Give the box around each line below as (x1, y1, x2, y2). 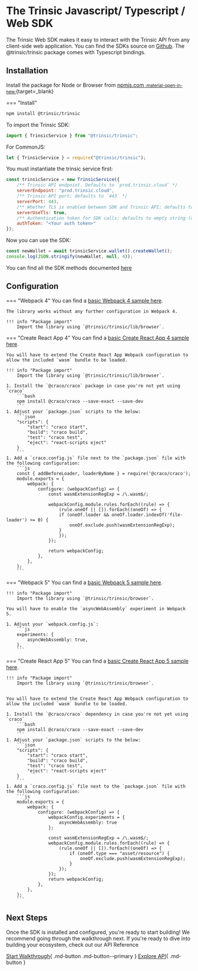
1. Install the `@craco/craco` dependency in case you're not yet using (6, 711, 189, 717)
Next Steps (6, 913, 48, 923)
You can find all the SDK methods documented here (6, 264, 132, 271)
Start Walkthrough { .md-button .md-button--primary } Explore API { (6, 952, 169, 959)
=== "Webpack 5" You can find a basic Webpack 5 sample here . (6, 579, 163, 586)
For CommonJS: (6, 143, 46, 150)
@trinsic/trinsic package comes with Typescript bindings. (6, 48, 146, 55)
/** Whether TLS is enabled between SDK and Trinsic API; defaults (16, 204, 186, 210)
